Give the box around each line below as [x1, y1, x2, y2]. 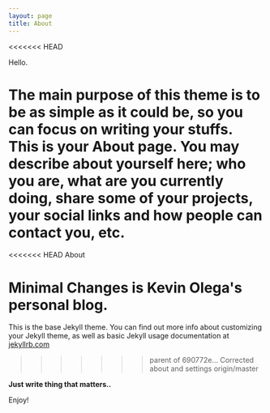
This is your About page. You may [8, 137, 240, 155]
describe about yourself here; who [8, 155, 246, 172]
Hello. [8, 57, 28, 67]
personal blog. [8, 296, 108, 314]
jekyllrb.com [8, 339, 50, 349]
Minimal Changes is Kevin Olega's [8, 279, 242, 296]
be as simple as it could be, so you [8, 103, 243, 121]
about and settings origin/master [149, 364, 259, 373]
